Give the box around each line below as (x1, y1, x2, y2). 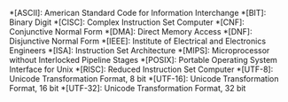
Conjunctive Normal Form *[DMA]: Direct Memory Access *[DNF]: (9, 27, 253, 36)
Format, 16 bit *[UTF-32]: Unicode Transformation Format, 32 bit (9, 83, 246, 93)
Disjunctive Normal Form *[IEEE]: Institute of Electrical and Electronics (9, 35, 267, 46)
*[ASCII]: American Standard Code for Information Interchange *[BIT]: (9, 8, 267, 18)
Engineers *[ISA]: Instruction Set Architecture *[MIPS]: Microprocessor (9, 45, 270, 56)
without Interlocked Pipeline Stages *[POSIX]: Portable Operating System (9, 55, 277, 65)
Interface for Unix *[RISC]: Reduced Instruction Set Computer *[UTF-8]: (9, 64, 274, 75)
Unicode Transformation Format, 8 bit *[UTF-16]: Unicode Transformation (9, 74, 279, 83)
